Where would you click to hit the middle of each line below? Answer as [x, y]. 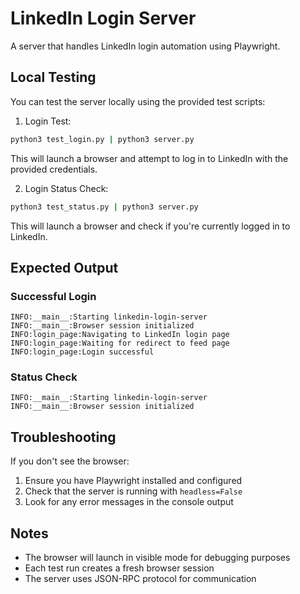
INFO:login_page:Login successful [82, 352]
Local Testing [53, 77]
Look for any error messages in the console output [129, 502]
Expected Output [64, 267]
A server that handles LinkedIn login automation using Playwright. [145, 46]
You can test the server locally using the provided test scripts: [138, 101]
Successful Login [53, 296]
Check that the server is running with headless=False [133, 491]
